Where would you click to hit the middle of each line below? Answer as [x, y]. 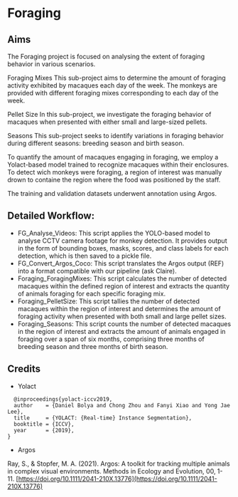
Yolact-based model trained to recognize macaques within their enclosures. [118, 164]
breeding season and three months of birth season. [93, 346]
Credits [24, 369]
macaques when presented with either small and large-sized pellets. [107, 122]
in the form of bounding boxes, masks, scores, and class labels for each [123, 248]
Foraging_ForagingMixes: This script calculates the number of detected [122, 278]
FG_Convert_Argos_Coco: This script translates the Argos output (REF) [121, 263]
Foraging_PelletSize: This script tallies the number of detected [109, 301]
